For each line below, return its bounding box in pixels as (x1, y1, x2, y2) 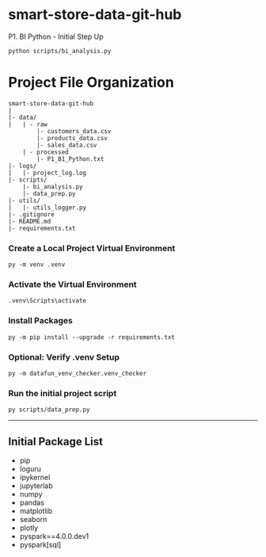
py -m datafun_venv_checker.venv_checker (8, 370, 147, 378)
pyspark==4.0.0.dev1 (19, 532, 89, 541)
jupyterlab (19, 481, 53, 490)
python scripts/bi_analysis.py (8, 47, 112, 55)
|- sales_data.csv (36, 141, 97, 149)
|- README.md (8, 217, 51, 225)
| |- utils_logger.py (8, 204, 87, 212)
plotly (19, 523, 39, 532)
